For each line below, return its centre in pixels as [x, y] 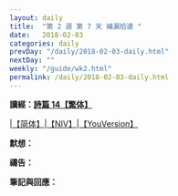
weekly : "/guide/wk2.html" [61, 69]
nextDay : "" [32, 60]
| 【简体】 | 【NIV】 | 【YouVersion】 [74, 123]
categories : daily [44, 43]
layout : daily [37, 18]
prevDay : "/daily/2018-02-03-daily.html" [89, 52]
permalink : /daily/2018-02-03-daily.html [89, 77]
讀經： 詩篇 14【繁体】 [51, 104]
